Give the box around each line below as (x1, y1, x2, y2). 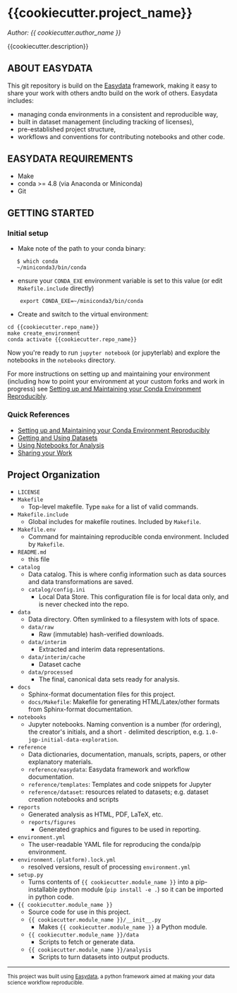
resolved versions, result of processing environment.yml (28, 863, 191, 872)
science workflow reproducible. (7, 980, 85, 987)
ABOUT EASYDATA (7, 62, 93, 75)
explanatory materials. (28, 758, 93, 766)
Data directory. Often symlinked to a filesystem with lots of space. (28, 615, 220, 624)
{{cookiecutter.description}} (7, 42, 89, 50)
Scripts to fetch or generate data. (38, 938, 135, 946)
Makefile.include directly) (17, 284, 95, 292)
